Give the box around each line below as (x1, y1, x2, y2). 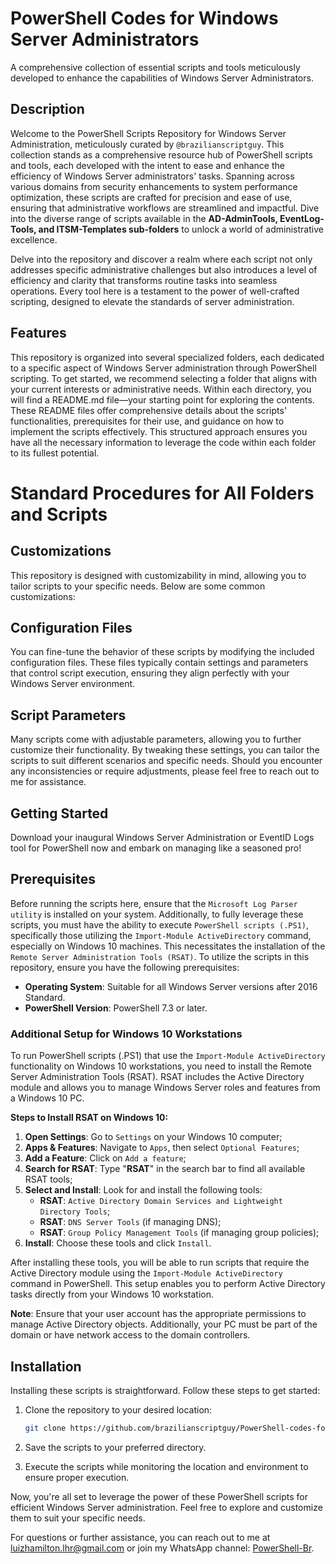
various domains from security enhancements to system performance (10, 180, 298, 192)
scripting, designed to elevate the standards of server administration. (10, 295, 295, 307)
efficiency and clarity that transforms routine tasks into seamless (10, 274, 278, 286)
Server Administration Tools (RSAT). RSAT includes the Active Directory (10, 1071, 305, 1083)
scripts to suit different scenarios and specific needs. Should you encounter (10, 755, 323, 767)
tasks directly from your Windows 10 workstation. (10, 1288, 214, 1301)
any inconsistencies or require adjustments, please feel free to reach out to (10, 765, 320, 777)
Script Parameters (10, 707, 127, 724)
